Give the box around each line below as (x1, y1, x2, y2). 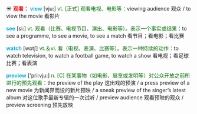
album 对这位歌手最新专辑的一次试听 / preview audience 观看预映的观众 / (6, 94, 184, 101)
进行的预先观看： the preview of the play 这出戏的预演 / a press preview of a (6, 79, 190, 86)
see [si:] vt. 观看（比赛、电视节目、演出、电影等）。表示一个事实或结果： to (6, 25, 187, 32)
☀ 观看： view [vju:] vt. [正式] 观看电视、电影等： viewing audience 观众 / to (6, 5, 191, 12)
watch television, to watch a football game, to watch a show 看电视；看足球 (6, 52, 189, 59)
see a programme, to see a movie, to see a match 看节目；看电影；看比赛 (6, 32, 185, 39)
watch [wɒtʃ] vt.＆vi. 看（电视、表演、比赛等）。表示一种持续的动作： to (6, 45, 179, 52)
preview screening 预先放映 (6, 102, 74, 108)
